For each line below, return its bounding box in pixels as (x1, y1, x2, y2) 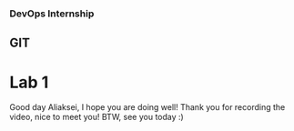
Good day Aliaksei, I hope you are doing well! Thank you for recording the (9, 102, 286, 113)
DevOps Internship (9, 7, 95, 20)
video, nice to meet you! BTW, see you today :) (9, 112, 184, 123)
